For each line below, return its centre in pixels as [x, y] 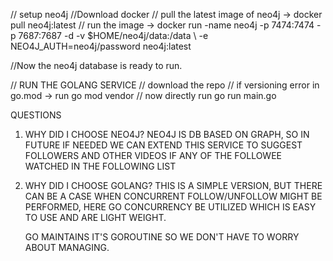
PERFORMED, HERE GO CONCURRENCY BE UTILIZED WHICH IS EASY [170, 207]
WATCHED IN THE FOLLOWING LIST [100, 166]
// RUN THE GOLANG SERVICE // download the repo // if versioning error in [165, 85]
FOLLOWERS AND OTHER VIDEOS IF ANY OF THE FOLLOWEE [153, 155]
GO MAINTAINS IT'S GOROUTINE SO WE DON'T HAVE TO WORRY [162, 237]
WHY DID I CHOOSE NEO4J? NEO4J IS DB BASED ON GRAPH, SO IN [167, 134]
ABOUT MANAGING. [67, 247]
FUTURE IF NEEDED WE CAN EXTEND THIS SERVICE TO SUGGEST [163, 145]
